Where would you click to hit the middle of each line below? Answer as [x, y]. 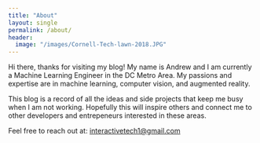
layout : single [33, 23]
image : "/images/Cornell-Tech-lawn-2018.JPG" [91, 45]
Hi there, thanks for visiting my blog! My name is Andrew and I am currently [130, 67]
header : [21, 37]
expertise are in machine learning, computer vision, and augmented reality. [129, 84]
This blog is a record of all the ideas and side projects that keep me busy [126, 99]
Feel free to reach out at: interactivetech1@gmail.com [94, 131]
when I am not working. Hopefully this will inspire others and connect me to [130, 108]
